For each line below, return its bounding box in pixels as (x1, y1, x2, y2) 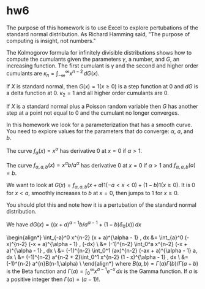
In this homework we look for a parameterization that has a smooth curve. (6, 121, 193, 129)
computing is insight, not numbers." (6, 37, 96, 44)
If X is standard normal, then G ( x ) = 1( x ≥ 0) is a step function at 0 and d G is (6, 83, 198, 90)
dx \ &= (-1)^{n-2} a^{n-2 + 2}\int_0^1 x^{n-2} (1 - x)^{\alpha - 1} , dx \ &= (6, 253, 188, 261)
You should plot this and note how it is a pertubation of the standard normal (6, 201, 197, 209)
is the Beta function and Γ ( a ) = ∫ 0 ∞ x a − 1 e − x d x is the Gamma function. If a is (6, 266, 198, 276)
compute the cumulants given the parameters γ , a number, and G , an (6, 55, 180, 63)
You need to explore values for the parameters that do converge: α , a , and (6, 128, 194, 135)
